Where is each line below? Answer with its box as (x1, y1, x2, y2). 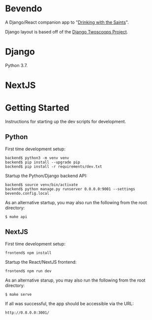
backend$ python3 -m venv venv (5, 155, 69, 160)
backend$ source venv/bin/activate (5, 182, 78, 187)
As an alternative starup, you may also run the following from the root (5, 277, 146, 283)
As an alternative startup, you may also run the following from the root (5, 199, 147, 205)
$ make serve (5, 292, 32, 297)
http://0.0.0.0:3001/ (5, 310, 50, 315)
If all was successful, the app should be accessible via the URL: (5, 300, 134, 306)
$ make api (5, 214, 28, 219)
